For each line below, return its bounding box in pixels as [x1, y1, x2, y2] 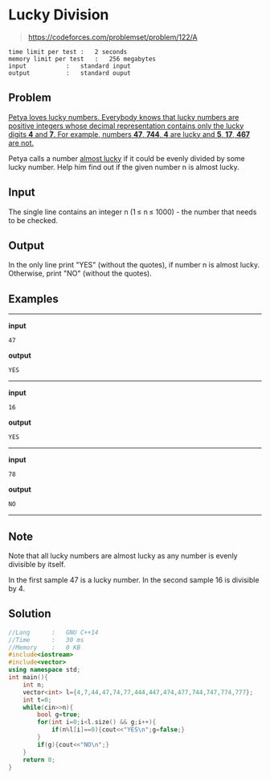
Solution [8, 607, 51, 621]
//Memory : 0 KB [8, 643, 81, 652]
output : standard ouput [8, 68, 131, 77]
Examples [8, 292, 59, 305]
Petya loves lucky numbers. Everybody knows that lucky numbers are [8, 112, 239, 122]
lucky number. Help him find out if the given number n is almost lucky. [8, 162, 239, 172]
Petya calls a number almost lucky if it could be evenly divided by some [8, 153, 245, 163]
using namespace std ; [8, 666, 81, 674]
